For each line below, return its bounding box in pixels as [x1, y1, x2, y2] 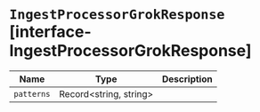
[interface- [9, 22, 92, 42]
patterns [13, 89, 51, 99]
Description [161, 73, 213, 85]
